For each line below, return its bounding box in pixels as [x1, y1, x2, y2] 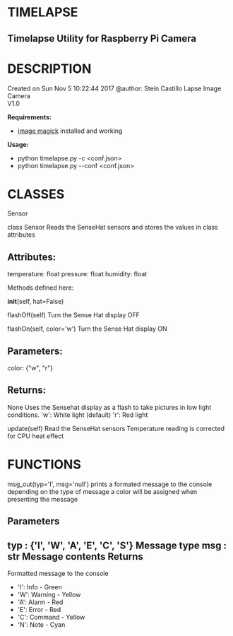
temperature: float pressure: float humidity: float [7, 270, 148, 278]
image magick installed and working [17, 126, 123, 135]
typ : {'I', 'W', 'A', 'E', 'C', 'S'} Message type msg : [7, 539, 227, 551]
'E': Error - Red [17, 606, 61, 614]
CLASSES [7, 186, 65, 202]
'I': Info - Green [17, 583, 62, 591]
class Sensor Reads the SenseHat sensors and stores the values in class [7, 223, 218, 232]
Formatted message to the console [7, 570, 109, 578]
